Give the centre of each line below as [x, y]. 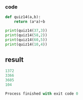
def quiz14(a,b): [23, 17]
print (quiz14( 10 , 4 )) [26, 44]
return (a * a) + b [30, 22]
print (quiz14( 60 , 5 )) [26, 40]
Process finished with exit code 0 [42, 94]
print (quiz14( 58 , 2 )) [26, 35]
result [14, 59]
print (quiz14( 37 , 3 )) [26, 31]
